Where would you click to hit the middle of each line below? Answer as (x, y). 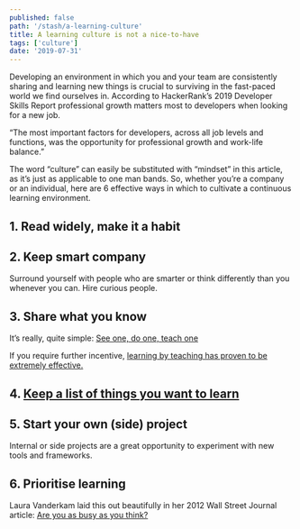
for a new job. (35, 115)
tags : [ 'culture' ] (44, 43)
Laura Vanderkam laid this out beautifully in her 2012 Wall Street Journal (143, 506)
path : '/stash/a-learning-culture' (76, 26)
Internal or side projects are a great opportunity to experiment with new (142, 446)
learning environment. (50, 198)
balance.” (27, 152)
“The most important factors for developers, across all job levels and (136, 132)
